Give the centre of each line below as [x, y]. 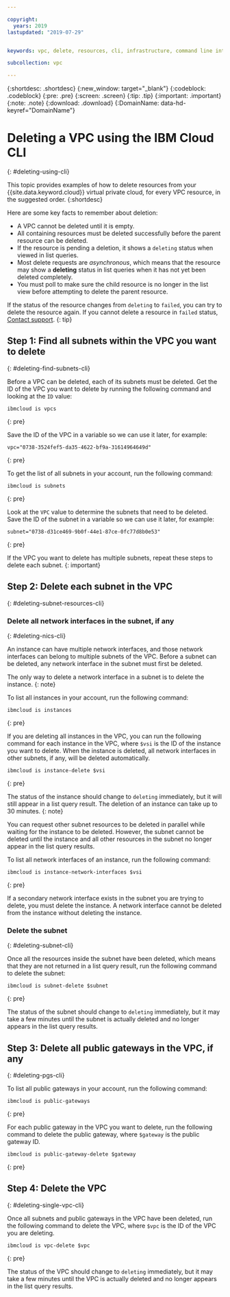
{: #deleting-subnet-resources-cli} [56, 603]
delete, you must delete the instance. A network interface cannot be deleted [115, 905]
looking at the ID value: [40, 396]
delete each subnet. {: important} [54, 565]
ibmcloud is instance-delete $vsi [56, 770]
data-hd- [173, 103]
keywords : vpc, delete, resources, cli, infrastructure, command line [110, 51]
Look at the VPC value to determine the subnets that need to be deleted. [107, 512]
